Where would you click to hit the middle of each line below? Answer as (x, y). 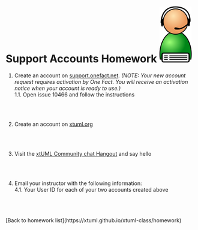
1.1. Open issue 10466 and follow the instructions (74, 94)
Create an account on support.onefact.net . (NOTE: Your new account (100, 75)
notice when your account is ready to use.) (67, 88)
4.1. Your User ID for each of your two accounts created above (91, 189)
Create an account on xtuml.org (54, 124)
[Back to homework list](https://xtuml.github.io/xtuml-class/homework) (94, 220)
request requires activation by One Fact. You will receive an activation (101, 81)
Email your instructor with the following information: (78, 183)
